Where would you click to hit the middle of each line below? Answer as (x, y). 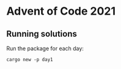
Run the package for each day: (45, 48)
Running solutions (42, 34)
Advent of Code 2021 (61, 11)
